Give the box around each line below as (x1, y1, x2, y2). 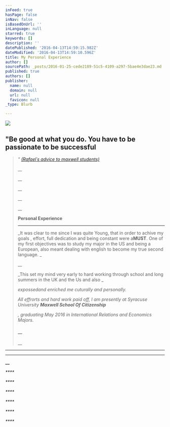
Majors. (17, 317, 34, 323)
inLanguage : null (5, 26, 42, 32)
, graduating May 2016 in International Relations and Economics (17, 311, 152, 318)
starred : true (5, 31, 35, 36)
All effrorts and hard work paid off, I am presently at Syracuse (17, 296, 148, 302)
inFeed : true (5, 7, 33, 13)
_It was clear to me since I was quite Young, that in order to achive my (17, 230, 164, 236)
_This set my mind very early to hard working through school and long (17, 271, 163, 277)
